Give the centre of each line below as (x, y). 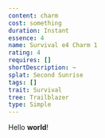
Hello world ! (29, 128)
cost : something (35, 23)
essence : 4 (26, 38)
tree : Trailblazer (39, 97)
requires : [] (30, 61)
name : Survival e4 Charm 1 (53, 45)
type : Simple (30, 104)
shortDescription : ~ (43, 68)
